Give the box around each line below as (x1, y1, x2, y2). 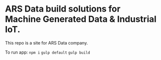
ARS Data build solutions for (5, 3, 121, 15)
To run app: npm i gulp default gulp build (5, 49, 91, 55)
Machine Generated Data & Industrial (5, 14, 157, 25)
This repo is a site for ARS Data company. (5, 40, 88, 45)
